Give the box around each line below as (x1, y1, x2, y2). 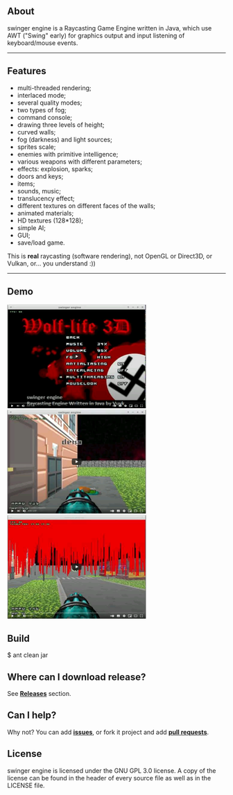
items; (17, 180, 35, 188)
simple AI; (17, 223, 46, 231)
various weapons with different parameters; (17, 157, 142, 166)
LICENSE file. (7, 781, 45, 789)
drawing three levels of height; (17, 121, 105, 129)
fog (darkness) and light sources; (17, 135, 112, 143)
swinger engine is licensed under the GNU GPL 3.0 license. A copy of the (7, 766, 216, 775)
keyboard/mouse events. (7, 38, 78, 47)
